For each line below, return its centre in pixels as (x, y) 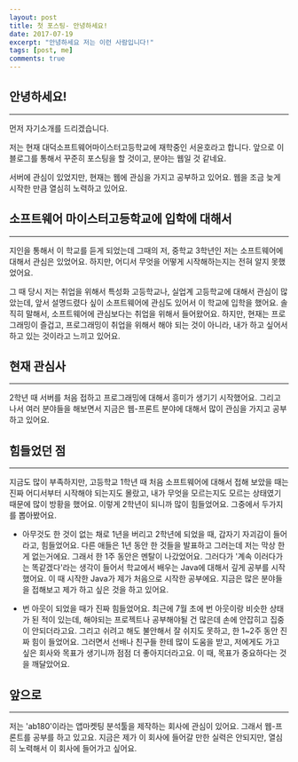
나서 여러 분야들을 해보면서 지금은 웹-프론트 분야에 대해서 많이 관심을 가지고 (140, 409)
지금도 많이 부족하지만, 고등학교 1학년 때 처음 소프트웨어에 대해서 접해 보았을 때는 (149, 482)
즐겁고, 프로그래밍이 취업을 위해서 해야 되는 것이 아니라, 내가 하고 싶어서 (164, 324)
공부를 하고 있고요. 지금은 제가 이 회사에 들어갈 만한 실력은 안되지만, (149, 737)
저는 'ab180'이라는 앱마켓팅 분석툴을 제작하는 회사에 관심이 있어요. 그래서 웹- (142, 726)
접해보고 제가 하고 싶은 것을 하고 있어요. (100, 590)
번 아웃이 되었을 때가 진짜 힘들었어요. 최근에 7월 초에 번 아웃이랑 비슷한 (145, 608)
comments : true (37, 59)
